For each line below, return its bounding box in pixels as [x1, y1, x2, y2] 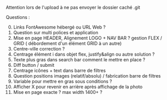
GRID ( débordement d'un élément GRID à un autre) [13, 40, 122, 46]
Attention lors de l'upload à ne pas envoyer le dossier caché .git [6, 5, 140, 10]
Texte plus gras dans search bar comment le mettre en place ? [13, 57, 145, 63]
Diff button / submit [13, 62, 54, 68]
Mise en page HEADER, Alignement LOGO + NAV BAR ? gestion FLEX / [13, 35, 162, 41]
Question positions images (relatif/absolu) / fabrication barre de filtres [13, 73, 161, 79]
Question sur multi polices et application [13, 30, 99, 35]
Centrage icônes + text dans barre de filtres [13, 67, 106, 73]
